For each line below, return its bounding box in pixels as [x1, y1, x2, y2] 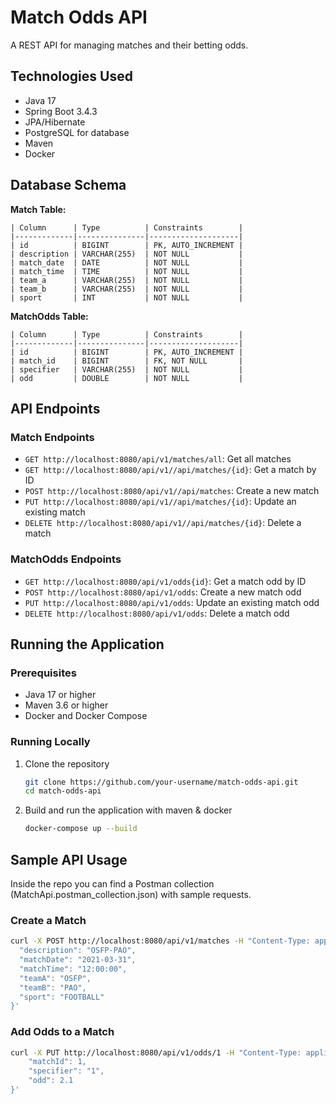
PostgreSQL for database [24, 126, 130, 138]
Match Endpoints [10, 430, 95, 444]
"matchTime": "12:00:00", [19, 964, 128, 974]
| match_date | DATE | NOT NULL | [10, 257, 244, 268]
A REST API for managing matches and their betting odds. [10, 39, 249, 51]
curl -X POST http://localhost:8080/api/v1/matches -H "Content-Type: [10, 936, 311, 946]
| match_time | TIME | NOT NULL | [10, 266, 244, 276]
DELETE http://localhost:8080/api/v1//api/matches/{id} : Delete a [24, 517, 302, 529]
